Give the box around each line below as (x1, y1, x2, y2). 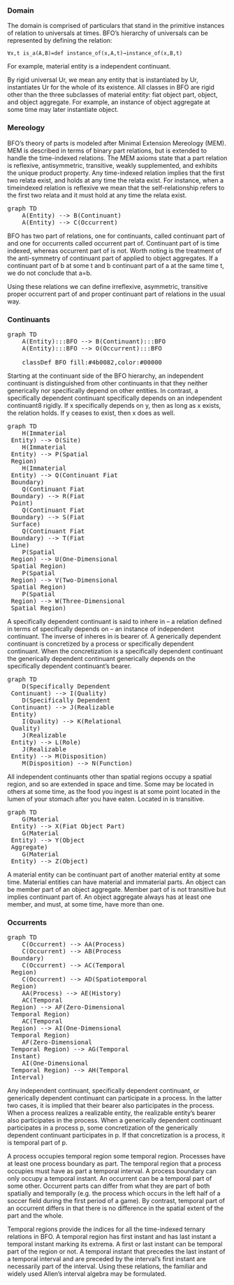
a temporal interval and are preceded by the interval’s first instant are (7, 1255, 206, 1263)
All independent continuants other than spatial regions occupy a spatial (7, 772, 212, 781)
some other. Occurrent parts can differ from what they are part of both (7, 1181, 210, 1191)
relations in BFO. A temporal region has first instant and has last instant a (7, 1233, 217, 1241)
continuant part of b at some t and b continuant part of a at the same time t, (7, 261, 225, 269)
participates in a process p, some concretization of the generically (7, 1123, 198, 1132)
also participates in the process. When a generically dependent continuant (7, 1116, 222, 1125)
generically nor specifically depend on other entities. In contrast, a (7, 386, 198, 395)
